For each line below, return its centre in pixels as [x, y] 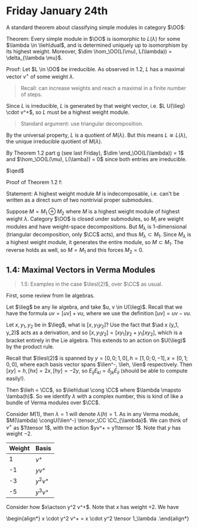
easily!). [16, 378]
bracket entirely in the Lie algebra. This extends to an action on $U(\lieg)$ [96, 340]
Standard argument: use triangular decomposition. [82, 123]
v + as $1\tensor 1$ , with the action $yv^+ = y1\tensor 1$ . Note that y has [94, 427]
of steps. [31, 94]
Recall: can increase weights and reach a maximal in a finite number [103, 88]
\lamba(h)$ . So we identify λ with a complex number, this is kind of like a [95, 396]
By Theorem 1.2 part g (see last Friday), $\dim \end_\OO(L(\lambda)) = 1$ [95, 153]
